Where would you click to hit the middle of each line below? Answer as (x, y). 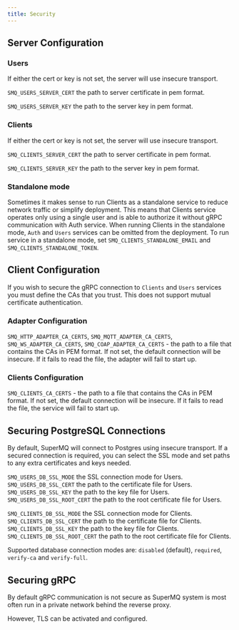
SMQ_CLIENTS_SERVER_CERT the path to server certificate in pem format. (110, 154)
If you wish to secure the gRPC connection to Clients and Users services (115, 287)
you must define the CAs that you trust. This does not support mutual (109, 295)
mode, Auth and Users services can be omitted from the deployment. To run (118, 232)
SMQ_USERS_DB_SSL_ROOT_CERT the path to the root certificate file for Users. (115, 499)
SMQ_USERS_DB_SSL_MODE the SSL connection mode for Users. (95, 477)
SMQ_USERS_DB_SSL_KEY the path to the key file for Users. (88, 492)
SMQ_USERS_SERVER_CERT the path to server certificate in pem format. (106, 93)
